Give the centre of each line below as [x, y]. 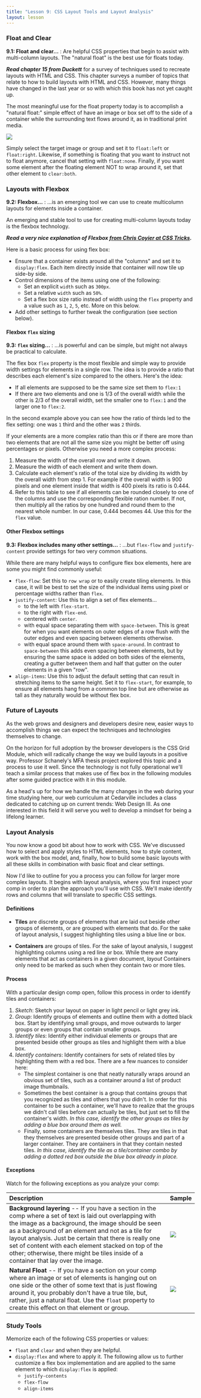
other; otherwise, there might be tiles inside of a [76, 1253]
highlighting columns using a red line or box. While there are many [96, 952]
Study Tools [24, 1326]
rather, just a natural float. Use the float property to [82, 1300]
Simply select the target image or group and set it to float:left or [88, 148]
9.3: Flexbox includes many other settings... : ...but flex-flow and [89, 544]
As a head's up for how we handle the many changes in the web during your [100, 791]
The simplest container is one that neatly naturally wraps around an [107, 1074]
